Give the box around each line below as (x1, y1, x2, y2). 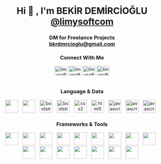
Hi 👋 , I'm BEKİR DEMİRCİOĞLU (16, 5, 148, 17)
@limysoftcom (50, 16, 114, 28)
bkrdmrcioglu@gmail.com (49, 41, 115, 48)
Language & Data (60, 88, 104, 95)
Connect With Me (60, 54, 104, 61)
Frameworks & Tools (56, 120, 108, 127)
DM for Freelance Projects (49, 34, 115, 41)
